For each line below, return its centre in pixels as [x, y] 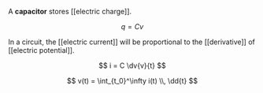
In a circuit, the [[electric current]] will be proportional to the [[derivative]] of [132, 42]
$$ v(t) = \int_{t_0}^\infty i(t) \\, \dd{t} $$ [132, 81]
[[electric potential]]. [41, 50]
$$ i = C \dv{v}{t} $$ [132, 65]
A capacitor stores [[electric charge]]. [70, 11]
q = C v [132, 26]
